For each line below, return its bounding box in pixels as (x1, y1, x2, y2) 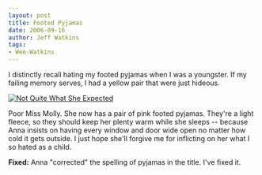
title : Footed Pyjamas (8, 19, 83, 27)
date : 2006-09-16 (8, 26, 66, 34)
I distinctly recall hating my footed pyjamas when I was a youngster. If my (8, 70, 247, 79)
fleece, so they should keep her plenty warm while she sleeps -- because (8, 117, 249, 126)
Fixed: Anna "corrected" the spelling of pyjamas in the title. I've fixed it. (8, 158, 241, 166)
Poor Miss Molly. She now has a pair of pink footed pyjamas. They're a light (8, 109, 254, 118)
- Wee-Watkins (8, 48, 55, 56)
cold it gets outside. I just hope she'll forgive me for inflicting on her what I (8, 134, 250, 143)
